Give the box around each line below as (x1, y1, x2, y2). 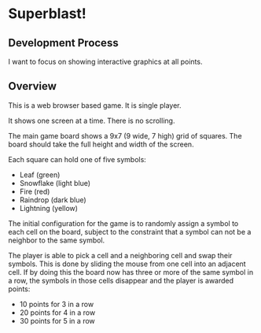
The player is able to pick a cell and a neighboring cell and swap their (8, 250, 233, 260)
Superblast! (8, 5, 86, 23)
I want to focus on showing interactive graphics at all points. (8, 57, 203, 66)
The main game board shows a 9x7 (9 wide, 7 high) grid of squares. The (8, 131, 242, 140)
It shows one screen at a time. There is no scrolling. (8, 116, 175, 125)
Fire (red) (19, 187, 50, 196)
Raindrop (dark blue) (19, 194, 86, 205)
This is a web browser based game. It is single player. (8, 100, 182, 110)
